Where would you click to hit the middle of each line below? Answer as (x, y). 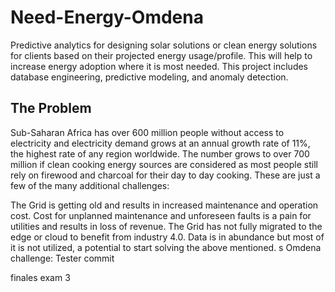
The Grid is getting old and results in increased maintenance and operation (164, 205)
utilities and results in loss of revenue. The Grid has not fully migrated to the (166, 226)
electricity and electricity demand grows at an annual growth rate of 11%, (160, 143)
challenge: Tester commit (62, 258)
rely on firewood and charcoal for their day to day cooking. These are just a (165, 175)
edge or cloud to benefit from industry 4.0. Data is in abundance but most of (167, 237)
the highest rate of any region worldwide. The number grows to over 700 (160, 153)
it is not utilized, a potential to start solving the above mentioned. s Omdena (166, 247)
